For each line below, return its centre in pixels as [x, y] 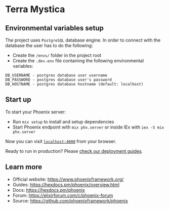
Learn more [24, 167]
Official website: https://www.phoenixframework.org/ [68, 179]
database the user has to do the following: [49, 46]
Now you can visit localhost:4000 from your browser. [61, 141]
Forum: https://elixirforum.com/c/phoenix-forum [63, 195]
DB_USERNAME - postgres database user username [56, 75]
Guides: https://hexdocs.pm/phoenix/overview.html [66, 184]
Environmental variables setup [54, 28]
